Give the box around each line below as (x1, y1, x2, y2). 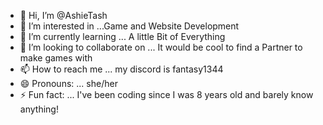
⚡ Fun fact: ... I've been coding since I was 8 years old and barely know (19, 89, 314, 100)
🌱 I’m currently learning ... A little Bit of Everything (19, 31, 226, 42)
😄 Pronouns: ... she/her (19, 78, 118, 89)
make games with (19, 52, 93, 64)
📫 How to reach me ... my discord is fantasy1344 (19, 63, 224, 75)
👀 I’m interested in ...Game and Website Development (19, 20, 240, 32)
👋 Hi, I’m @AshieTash (19, 10, 108, 21)
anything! (19, 103, 59, 115)
